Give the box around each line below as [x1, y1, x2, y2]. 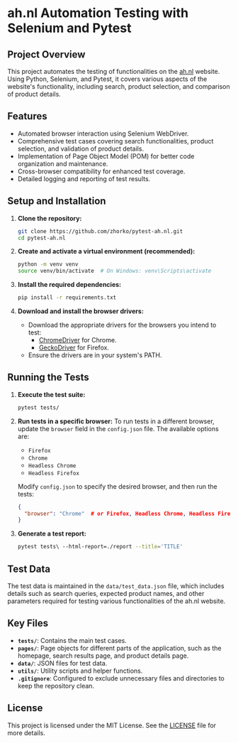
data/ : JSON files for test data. [17, 658, 108, 667]
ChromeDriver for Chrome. [38, 336, 117, 344]
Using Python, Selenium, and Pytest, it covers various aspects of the [7, 75, 208, 83]
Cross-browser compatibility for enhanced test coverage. [17, 167, 186, 175]
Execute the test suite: [17, 390, 86, 398]
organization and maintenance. [17, 159, 108, 168]
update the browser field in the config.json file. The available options [17, 424, 220, 433]
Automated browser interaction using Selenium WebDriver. [17, 129, 189, 138]
